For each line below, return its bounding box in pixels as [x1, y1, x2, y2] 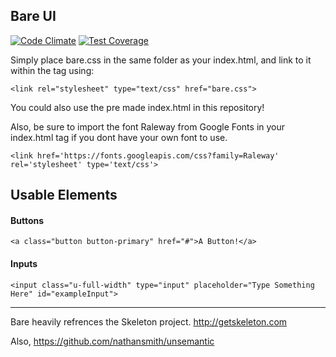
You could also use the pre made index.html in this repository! [10, 101, 265, 113]
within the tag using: [10, 64, 95, 76]
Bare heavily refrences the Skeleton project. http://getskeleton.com [10, 315, 288, 328]
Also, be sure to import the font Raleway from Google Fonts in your [10, 120, 286, 133]
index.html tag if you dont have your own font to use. [10, 131, 228, 143]
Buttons [10, 214, 45, 226]
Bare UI [10, 8, 57, 25]
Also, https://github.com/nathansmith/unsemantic [10, 335, 215, 347]
